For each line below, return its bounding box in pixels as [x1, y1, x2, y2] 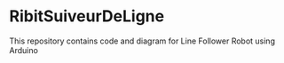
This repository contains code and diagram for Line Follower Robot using [9, 35, 275, 46]
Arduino [9, 44, 38, 55]
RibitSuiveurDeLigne [9, 6, 165, 27]
